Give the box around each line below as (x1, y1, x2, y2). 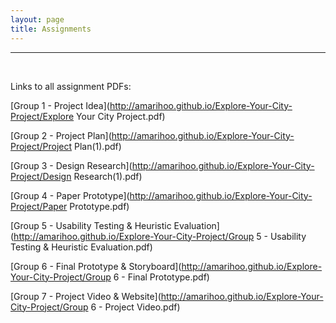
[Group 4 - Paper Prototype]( (10, 189, 130, 201)
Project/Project (10, 140, 73, 152)
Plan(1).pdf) (74, 140, 122, 152)
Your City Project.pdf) (76, 110, 166, 122)
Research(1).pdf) (73, 170, 143, 182)
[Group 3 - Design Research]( (10, 159, 133, 171)
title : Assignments (10, 24, 92, 34)
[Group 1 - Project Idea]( (10, 99, 110, 111)
